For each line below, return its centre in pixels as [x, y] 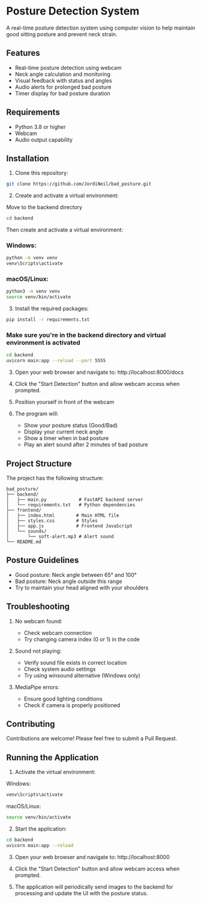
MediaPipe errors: [37, 687]
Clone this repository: [41, 173]
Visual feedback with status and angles [63, 80]
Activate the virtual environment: [55, 772]
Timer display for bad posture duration [63, 93]
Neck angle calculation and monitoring [63, 74]
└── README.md [24, 542]
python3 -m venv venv [33, 291]
